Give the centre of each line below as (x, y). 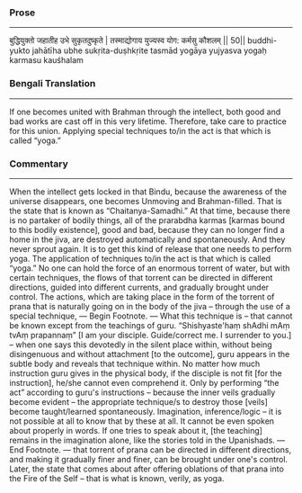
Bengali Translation (53, 84)
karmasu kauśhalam (46, 60)
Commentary (39, 164)
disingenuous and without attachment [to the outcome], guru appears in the (150, 354)
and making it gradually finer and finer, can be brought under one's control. (149, 459)
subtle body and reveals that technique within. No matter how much (135, 363)
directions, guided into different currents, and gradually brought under (139, 287)
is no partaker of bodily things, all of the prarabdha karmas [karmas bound (147, 220)
